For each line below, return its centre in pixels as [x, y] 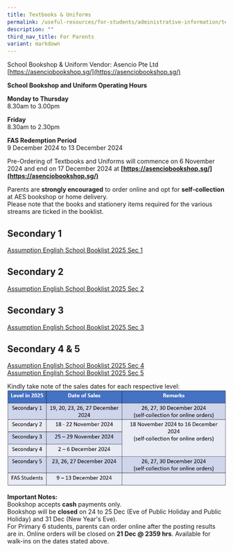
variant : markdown [34, 44]
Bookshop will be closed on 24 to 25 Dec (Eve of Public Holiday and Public [114, 511]
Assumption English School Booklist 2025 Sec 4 [76, 366]
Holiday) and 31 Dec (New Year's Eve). [62, 519]
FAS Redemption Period [42, 141]
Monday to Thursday [38, 99]
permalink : [23, 22]
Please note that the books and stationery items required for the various [110, 204]
